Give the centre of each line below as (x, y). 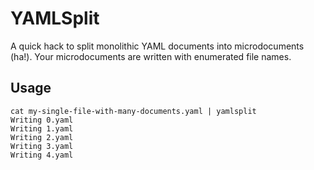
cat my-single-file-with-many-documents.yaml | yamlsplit (133, 111)
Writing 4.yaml (42, 155)
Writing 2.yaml (42, 137)
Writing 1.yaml (42, 128)
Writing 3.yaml (42, 146)
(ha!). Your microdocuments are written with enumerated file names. (151, 56)
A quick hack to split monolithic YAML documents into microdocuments (157, 46)
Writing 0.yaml (42, 120)
